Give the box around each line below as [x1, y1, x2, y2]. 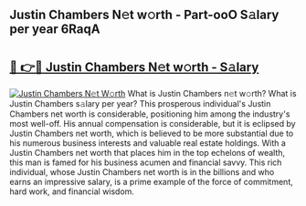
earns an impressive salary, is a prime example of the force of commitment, [9, 177, 294, 187]
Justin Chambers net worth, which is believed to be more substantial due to [9, 128, 294, 139]
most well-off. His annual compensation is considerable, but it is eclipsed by [9, 118, 296, 129]
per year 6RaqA [9, 22, 100, 37]
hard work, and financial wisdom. [9, 186, 135, 197]
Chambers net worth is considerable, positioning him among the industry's [9, 108, 290, 119]
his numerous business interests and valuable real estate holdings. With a [9, 138, 286, 149]
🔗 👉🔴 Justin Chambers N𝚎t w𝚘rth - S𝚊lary [9, 59, 259, 75]
